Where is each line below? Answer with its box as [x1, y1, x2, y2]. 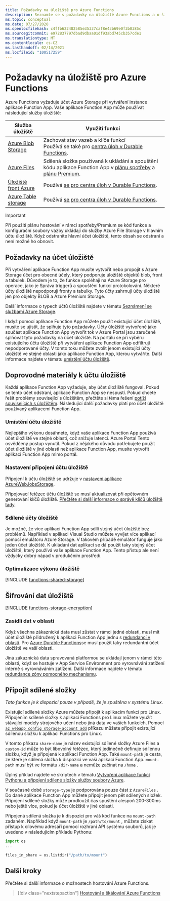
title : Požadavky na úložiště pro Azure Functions [5, 7, 114, 13]
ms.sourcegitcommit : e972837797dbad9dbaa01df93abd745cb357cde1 [5, 31, 142, 36]
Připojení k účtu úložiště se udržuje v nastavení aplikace [5, 476, 122, 482]
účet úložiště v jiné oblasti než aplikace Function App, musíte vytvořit [5, 446, 149, 452]
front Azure [8, 185, 35, 192]
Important [5, 212, 26, 218]
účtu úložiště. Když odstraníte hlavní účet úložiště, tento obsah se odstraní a [5, 233, 164, 239]
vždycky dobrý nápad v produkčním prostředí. [5, 553, 102, 559]
